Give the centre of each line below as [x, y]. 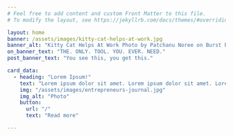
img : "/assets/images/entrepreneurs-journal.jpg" [93, 90]
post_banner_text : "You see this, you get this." [80, 58]
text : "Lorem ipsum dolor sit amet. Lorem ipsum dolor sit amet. [116, 84]
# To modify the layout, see [49, 20]
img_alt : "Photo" [45, 96]
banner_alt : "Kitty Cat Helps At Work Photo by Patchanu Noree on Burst [114, 46]
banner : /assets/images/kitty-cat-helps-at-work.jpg [85, 39]
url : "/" [38, 109]
